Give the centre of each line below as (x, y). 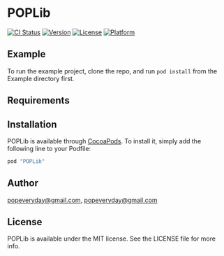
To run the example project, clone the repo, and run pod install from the (112, 71)
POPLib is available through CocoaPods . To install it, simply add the (104, 141)
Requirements (38, 100)
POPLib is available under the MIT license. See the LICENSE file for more (112, 239)
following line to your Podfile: (49, 148)
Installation (32, 124)
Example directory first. (41, 78)
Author (23, 183)
